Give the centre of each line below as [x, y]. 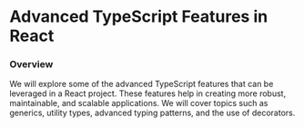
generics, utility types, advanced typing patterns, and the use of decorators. [152, 113]
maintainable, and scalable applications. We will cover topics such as [139, 103]
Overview [31, 64]
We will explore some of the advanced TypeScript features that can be [142, 84]
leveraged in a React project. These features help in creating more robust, [148, 93]
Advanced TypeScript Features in [139, 17]
